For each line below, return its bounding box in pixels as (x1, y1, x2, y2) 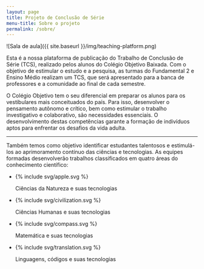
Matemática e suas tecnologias (15, 232, 93, 239)
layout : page (6, 9, 39, 15)
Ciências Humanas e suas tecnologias (15, 208, 110, 216)
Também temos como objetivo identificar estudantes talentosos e (6, 142, 170, 149)
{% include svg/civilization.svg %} (15, 197, 101, 204)
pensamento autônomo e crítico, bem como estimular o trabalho (6, 105, 167, 113)
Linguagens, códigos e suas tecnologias (15, 256, 117, 263)
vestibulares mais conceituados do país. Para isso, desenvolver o (6, 99, 170, 106)
